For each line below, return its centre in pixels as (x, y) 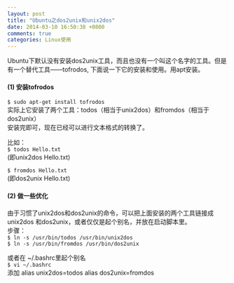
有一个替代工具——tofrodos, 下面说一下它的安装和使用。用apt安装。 (106, 70)
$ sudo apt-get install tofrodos (56, 103)
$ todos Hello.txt (34, 150)
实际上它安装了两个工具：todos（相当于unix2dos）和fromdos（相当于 (108, 110)
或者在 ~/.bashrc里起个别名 (47, 258)
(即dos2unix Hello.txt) (39, 178)
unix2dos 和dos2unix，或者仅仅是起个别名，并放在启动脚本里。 (99, 221)
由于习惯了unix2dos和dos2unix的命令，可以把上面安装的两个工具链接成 (110, 213)
